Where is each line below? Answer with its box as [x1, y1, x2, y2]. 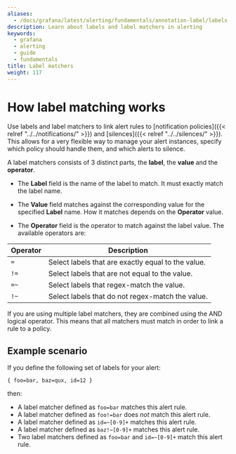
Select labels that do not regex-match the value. [48, 292, 209, 302]
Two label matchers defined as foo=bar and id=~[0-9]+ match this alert [17, 433, 223, 441]
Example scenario [7, 345, 88, 356]
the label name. [17, 187, 63, 195]
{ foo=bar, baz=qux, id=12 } [7, 377, 93, 385]
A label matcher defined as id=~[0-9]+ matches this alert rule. [17, 418, 197, 427]
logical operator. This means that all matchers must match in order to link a [7, 317, 223, 326]
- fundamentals [13, 56, 58, 63]
